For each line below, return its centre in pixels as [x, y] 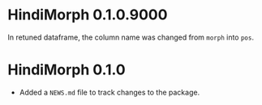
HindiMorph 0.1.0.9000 [88, 15]
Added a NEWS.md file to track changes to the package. [110, 92]
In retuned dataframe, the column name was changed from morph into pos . [131, 37]
